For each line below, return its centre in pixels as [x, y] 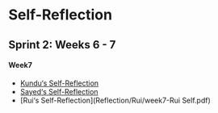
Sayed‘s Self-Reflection [59, 91]
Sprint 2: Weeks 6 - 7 [62, 45]
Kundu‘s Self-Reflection [59, 83]
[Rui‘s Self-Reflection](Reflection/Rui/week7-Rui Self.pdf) [115, 100]
